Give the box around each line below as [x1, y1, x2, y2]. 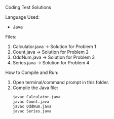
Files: [5, 34, 17, 39]
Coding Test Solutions [5, 5, 52, 10]
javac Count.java [12, 99, 50, 104]
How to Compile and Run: [5, 69, 59, 75]
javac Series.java [12, 108, 52, 113]
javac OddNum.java [12, 104, 52, 109]
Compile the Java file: [12, 85, 58, 91]
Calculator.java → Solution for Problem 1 [12, 44, 96, 50]
